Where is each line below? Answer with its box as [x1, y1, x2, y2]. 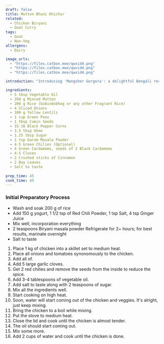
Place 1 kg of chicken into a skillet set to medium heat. [12, 245, 121, 251]
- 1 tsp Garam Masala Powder [10, 137, 69, 142]
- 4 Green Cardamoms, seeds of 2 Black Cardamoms [10, 146, 112, 151]
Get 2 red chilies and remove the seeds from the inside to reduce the [12, 266, 151, 272]
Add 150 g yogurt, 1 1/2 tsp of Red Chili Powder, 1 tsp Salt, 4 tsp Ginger [12, 210, 154, 216]
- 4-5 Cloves [10, 151, 36, 156]
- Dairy [10, 48, 26, 52]
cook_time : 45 [5, 178, 35, 183]
